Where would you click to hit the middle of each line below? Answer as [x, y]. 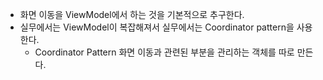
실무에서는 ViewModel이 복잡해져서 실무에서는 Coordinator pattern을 [157, 27]
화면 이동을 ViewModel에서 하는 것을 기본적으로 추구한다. [132, 14]
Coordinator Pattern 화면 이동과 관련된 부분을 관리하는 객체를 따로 [164, 52]
